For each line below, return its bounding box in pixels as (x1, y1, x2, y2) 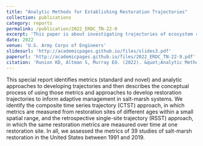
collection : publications (6, 14, 71, 21)
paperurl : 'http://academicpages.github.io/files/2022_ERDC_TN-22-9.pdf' (6, 54, 196, 60)
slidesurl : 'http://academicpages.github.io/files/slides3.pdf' (6, 48, 172, 54)
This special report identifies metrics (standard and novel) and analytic (6, 76, 182, 83)
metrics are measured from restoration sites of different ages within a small (6, 108, 193, 115)
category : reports (6, 20, 53, 26)
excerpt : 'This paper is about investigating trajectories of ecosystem (6, 31, 193, 37)
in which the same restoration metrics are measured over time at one (6, 121, 178, 128)
